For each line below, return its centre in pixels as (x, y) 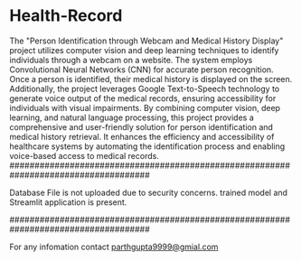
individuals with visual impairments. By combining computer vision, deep (145, 107)
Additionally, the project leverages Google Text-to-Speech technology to (145, 89)
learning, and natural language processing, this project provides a (132, 117)
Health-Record (66, 16)
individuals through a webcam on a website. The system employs (131, 60)
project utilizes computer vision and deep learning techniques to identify (144, 50)
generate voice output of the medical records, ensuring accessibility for (143, 98)
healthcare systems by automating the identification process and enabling (147, 146)
